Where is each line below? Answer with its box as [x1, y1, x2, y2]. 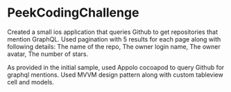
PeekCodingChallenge [7, 5, 139, 21]
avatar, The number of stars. [7, 50, 89, 58]
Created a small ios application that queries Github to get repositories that [7, 28, 219, 36]
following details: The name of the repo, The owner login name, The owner [7, 42, 221, 50]
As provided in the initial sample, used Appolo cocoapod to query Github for [7, 63, 225, 71]
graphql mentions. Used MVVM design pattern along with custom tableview [7, 71, 223, 79]
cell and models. [7, 77, 54, 86]
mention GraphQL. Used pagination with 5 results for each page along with [7, 35, 221, 43]
